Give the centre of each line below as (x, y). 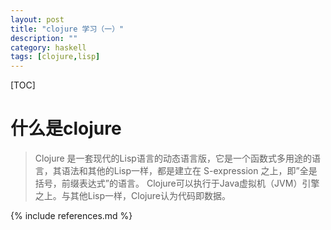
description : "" (44, 38)
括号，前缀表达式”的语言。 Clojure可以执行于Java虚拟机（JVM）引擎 (177, 183)
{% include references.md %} (71, 216)
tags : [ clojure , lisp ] (55, 57)
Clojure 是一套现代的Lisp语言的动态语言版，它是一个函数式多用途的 (173, 158)
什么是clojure (66, 128)
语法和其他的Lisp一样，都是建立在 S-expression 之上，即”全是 (189, 171)
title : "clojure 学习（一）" (67, 29)
